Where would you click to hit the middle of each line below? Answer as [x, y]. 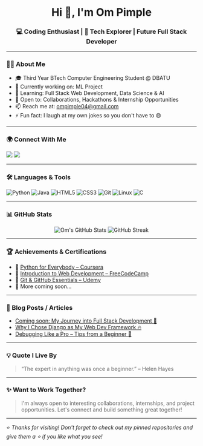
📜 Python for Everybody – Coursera [59, 267]
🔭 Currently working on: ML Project [59, 87]
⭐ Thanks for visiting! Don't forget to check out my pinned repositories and [100, 427]
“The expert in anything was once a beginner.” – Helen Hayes [97, 369]
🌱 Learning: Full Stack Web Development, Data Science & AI [89, 93]
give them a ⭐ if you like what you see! [54, 436]
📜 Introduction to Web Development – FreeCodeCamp [82, 273]
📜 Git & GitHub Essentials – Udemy [58, 280]
